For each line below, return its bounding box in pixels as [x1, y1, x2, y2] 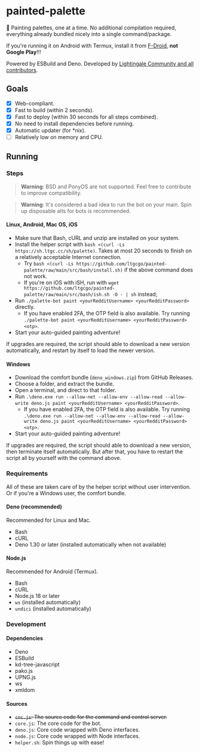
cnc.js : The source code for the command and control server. [14, 714, 168, 721]
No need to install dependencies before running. [14, 120, 134, 127]
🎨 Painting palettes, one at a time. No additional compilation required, [6, 24, 177, 31]
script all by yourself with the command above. [6, 455, 122, 462]
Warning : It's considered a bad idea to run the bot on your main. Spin [20, 201, 192, 208]
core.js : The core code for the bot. [14, 720, 101, 727]
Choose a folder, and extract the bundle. [14, 380, 115, 387]
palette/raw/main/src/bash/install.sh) [23, 267, 124, 273]
